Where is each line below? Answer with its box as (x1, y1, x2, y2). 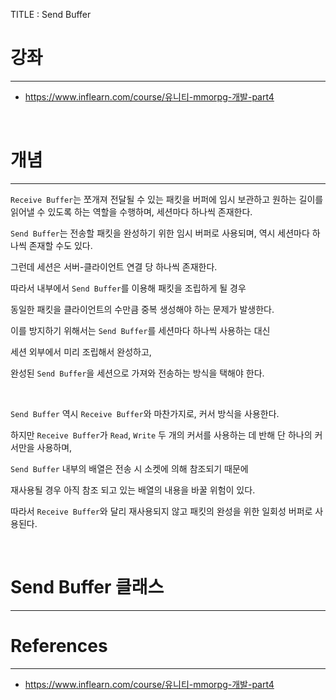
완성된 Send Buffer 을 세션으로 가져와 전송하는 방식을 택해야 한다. (10, 367, 265, 379)
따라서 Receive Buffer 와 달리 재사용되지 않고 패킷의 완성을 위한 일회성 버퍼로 (10, 505, 313, 517)
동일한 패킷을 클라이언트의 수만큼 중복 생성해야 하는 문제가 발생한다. (10, 303, 275, 315)
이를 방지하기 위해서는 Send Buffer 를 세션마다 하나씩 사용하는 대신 (10, 324, 271, 336)
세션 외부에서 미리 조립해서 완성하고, (10, 345, 152, 358)
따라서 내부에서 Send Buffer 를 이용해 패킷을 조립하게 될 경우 (10, 282, 247, 294)
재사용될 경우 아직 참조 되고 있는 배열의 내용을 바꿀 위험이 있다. (10, 484, 256, 496)
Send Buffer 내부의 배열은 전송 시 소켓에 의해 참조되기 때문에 (10, 462, 249, 474)
